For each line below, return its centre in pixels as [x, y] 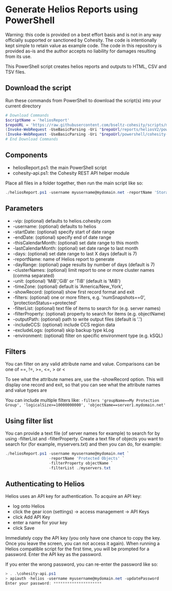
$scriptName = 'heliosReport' [38, 120]
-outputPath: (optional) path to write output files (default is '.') [77, 319]
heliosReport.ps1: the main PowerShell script [60, 168]
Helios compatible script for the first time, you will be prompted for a [77, 549]
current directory [23, 106]
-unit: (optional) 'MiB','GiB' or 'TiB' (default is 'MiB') [67, 281]
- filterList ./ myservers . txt [80, 468]
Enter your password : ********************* [53, 584]
